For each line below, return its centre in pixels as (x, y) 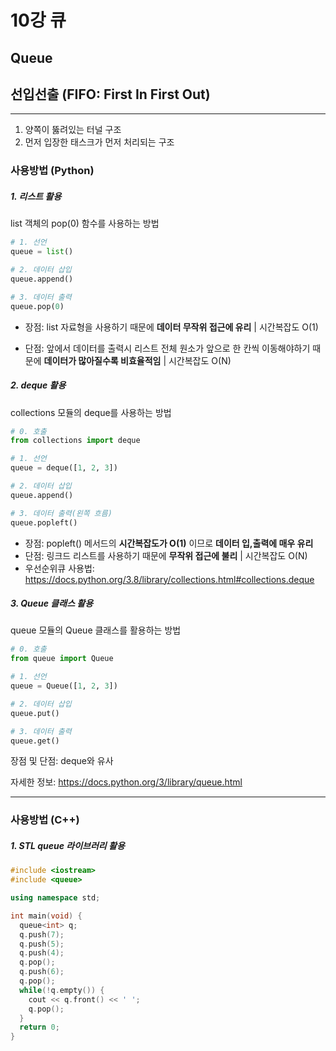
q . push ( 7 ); (42, 934)
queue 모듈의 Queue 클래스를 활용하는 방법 (96, 630)
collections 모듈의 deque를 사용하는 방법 (91, 412)
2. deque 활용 (38, 385)
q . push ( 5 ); (42, 944)
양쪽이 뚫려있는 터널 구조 (73, 130)
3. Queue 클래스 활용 (52, 603)
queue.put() (35, 713)
